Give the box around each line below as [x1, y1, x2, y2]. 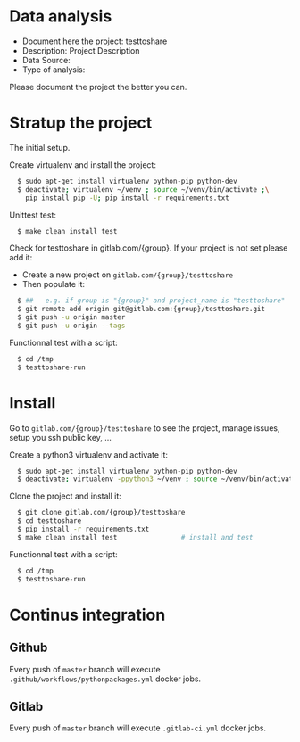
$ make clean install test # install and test [17, 532, 254, 541]
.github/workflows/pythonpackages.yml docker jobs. [9, 673, 202, 684]
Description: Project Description [21, 45, 140, 55]
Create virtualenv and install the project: [9, 159, 156, 170]
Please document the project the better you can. [9, 81, 187, 92]
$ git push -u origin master [17, 313, 126, 322]
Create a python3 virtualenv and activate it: [9, 449, 168, 460]
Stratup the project [9, 113, 153, 133]
